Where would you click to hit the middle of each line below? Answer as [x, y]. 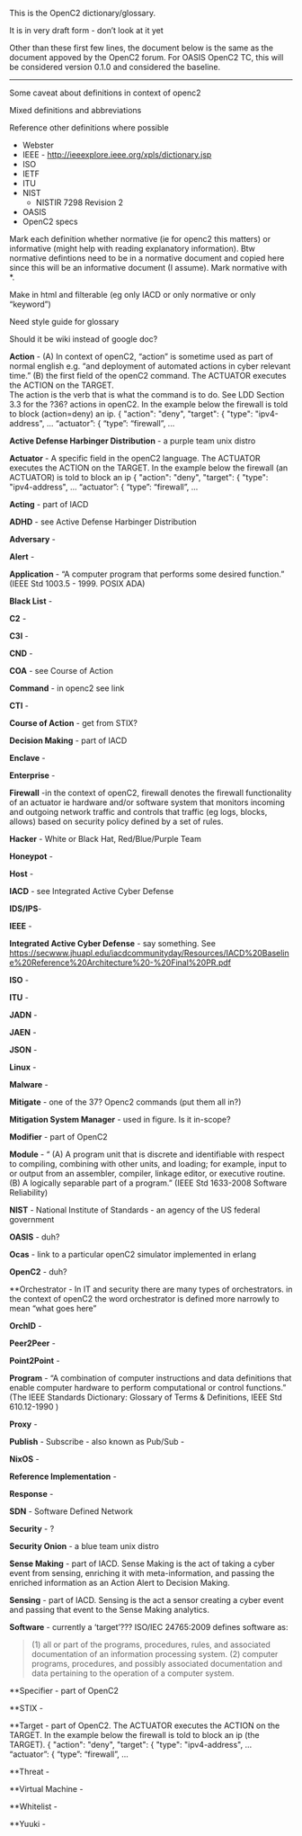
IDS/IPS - [26, 909]
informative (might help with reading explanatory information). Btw [133, 248]
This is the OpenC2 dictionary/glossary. [82, 13]
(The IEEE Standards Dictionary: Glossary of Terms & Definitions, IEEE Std [146, 1397]
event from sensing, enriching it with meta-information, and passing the [142, 1573]
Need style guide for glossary [64, 322]
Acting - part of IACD [49, 504]
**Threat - [30, 1772]
